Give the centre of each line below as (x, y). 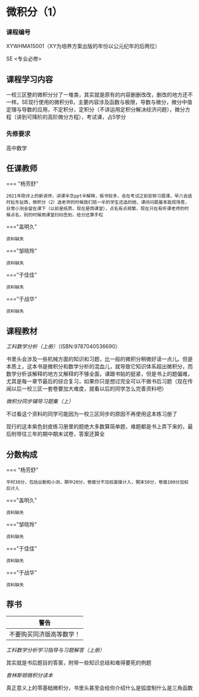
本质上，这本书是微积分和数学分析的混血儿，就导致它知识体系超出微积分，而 (99, 367)
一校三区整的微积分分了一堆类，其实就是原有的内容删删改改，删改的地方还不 (99, 95)
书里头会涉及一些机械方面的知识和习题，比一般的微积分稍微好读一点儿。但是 (99, 359)
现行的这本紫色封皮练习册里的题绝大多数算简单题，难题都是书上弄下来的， (97, 427)
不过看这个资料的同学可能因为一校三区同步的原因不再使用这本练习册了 (92, 414)
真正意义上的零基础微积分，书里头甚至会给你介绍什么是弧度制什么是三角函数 (99, 688)
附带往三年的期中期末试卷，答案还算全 (58, 434)
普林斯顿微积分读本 (30, 675)
